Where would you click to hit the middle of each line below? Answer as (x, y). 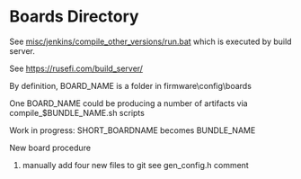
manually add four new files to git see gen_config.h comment (135, 165)
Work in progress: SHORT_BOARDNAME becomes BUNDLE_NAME (133, 130)
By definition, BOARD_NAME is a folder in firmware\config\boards (130, 85)
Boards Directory (74, 17)
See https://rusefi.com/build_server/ (76, 68)
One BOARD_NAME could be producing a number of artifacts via (129, 103)
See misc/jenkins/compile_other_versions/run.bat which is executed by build (150, 41)
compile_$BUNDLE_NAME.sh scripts (77, 112)
